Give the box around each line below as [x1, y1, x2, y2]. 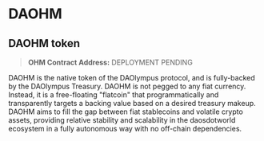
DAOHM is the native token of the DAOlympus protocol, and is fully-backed [8, 73, 255, 82]
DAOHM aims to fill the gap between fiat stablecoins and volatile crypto [8, 107, 244, 116]
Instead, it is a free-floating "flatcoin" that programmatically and [8, 90, 219, 100]
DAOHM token [8, 37, 81, 50]
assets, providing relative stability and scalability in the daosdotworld [8, 116, 236, 124]
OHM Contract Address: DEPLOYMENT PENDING [27, 57, 194, 67]
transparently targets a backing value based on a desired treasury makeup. [8, 99, 256, 108]
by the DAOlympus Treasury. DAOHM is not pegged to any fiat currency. [8, 81, 246, 91]
